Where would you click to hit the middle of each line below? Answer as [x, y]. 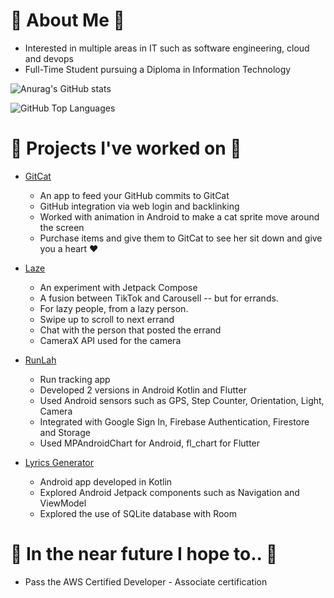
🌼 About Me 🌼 [67, 20]
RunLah [40, 360]
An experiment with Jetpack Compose [118, 287]
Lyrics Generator [59, 462]
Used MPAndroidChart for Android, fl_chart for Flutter [150, 443]
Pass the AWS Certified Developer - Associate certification [146, 581]
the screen [62, 227]
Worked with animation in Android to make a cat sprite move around [179, 216]
